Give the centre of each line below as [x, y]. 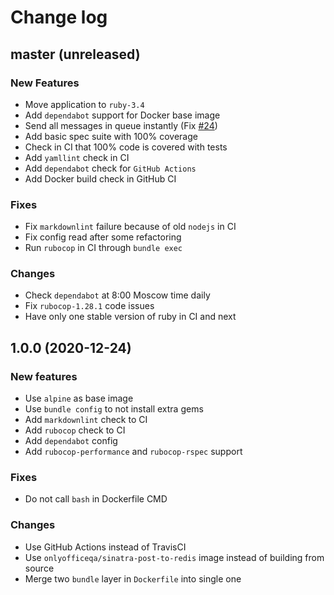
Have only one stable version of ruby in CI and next [130, 317]
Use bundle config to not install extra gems [114, 409]
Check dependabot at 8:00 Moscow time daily [117, 295]
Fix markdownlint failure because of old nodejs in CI [130, 227]
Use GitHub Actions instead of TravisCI [105, 547]
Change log [59, 17]
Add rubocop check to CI [75, 430]
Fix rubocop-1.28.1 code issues [89, 306]
